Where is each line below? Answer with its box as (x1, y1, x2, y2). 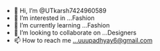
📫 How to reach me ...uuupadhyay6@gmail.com (13, 37, 153, 44)
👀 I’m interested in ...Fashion (13, 14, 95, 22)
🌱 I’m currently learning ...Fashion (13, 21, 110, 29)
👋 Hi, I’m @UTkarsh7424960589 (13, 7, 107, 14)
